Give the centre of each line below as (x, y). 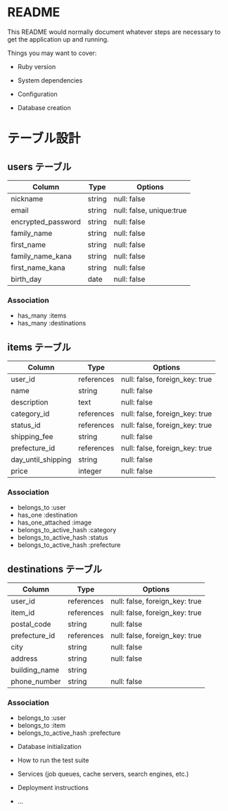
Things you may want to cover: (52, 53)
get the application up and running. (58, 39)
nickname (27, 198)
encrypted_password (46, 222)
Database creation (44, 107)
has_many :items (42, 316)
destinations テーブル (55, 569)
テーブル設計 (44, 139)
